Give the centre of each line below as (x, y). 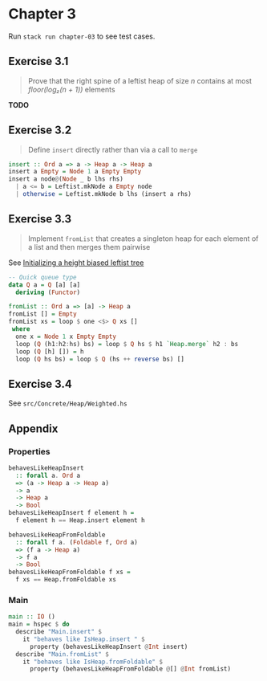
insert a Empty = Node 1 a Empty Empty (75, 172)
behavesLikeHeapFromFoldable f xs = (69, 572)
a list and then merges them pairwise (89, 247)
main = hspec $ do (39, 624)
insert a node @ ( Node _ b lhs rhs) (66, 179)
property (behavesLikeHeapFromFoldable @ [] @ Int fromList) (130, 669)
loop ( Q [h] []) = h (50, 351)
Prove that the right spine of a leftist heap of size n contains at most (140, 80)
